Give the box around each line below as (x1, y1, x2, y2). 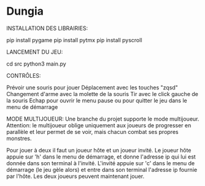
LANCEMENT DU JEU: (6, 48, 63, 56)
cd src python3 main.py (6, 60, 66, 67)
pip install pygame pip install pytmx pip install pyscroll (6, 36, 142, 43)
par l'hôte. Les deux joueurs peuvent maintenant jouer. (6, 173, 145, 180)
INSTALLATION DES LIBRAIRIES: (6, 24, 88, 32)
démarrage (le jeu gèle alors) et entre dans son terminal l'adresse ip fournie (6, 166, 198, 173)
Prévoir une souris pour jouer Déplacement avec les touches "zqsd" (6, 84, 178, 91)
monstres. (6, 135, 32, 142)
